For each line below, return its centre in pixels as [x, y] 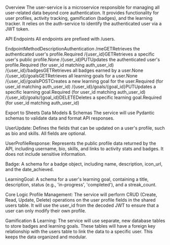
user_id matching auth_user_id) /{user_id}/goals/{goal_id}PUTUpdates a [81, 87]
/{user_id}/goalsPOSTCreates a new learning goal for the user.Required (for [84, 81]
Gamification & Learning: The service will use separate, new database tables [85, 221]
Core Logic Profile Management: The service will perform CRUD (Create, [81, 195]
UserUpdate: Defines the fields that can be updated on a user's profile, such [85, 128]
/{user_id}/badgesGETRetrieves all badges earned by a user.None [74, 70]
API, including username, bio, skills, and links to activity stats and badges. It [84, 149]
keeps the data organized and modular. [46, 237]
